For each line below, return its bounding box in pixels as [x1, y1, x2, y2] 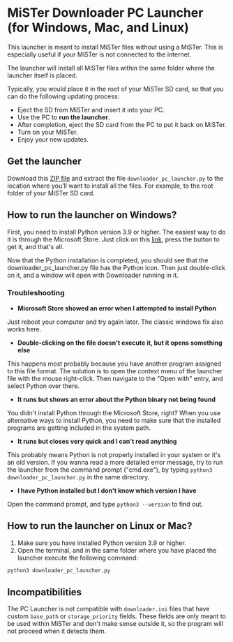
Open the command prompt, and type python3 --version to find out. [7, 500, 204, 508]
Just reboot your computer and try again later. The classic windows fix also [7, 318, 224, 326]
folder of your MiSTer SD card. [7, 188, 96, 197]
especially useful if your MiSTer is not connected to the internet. [7, 50, 192, 59]
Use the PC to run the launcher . [17, 113, 110, 121]
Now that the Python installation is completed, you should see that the [7, 256, 209, 264]
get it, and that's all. [7, 242, 64, 251]
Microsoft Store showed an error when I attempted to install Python [17, 304, 216, 312]
